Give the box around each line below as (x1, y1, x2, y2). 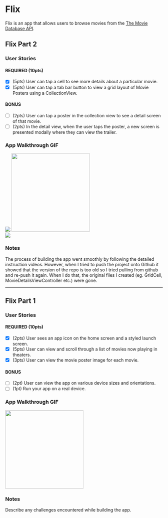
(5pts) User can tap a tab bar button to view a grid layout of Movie (12, 84, 149, 90)
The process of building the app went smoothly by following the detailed (5, 256, 154, 262)
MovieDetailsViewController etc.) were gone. (5, 277, 97, 283)
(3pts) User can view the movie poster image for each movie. (12, 357, 139, 363)
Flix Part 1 (5, 296, 36, 305)
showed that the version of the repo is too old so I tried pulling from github (5, 267, 158, 273)
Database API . (5, 25, 34, 31)
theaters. (12, 352, 31, 358)
